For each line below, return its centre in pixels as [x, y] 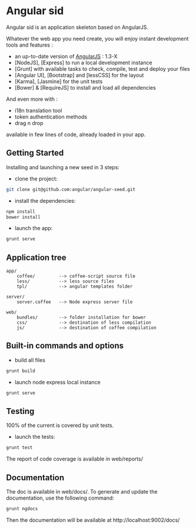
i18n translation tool [38, 110]
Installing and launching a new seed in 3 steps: [63, 167]
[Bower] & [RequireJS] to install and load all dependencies [85, 87]
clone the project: [36, 179]
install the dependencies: [45, 201]
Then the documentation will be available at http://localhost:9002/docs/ [93, 520]
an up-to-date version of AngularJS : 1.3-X [66, 56]
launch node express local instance [58, 382]
